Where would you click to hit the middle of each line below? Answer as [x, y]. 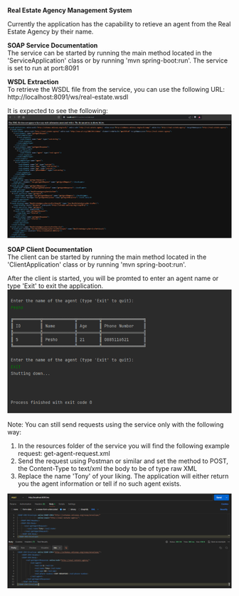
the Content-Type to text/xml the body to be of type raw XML [107, 468]
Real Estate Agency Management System [70, 10]
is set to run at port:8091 [43, 68]
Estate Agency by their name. [51, 32]
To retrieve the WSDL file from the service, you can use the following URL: [116, 89]
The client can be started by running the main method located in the [107, 257]
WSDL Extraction [33, 82]
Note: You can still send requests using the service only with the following [116, 424]
